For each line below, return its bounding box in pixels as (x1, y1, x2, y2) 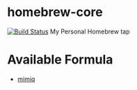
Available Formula (7, 52, 113, 68)
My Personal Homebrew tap (49, 27, 130, 36)
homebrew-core (7, 4, 103, 20)
